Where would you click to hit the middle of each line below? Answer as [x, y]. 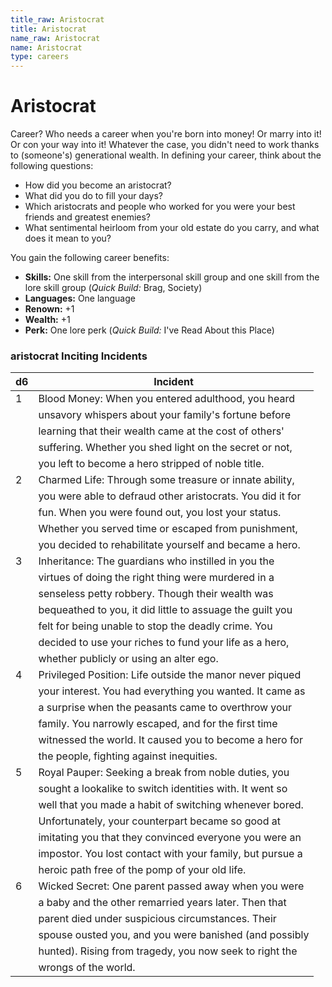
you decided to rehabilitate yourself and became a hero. [169, 545]
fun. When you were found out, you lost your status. [160, 513]
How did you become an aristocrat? [98, 185]
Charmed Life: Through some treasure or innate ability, [166, 480]
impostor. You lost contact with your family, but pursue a [170, 854]
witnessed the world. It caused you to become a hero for [170, 740]
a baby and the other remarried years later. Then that [162, 903]
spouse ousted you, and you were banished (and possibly [174, 935]
